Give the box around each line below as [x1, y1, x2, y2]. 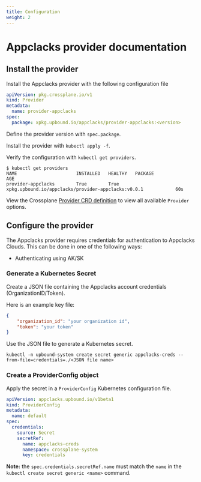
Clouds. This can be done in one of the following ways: [6, 243, 142, 250]
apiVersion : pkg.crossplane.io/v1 [6, 91, 93, 98]
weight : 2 [6, 14, 31, 20]
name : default [11, 413, 47, 419]
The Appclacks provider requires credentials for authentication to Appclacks [6, 236, 195, 244]
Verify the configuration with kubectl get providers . [6, 154, 136, 161]
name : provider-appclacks [11, 109, 77, 115]
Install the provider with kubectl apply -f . [6, 142, 110, 149]
